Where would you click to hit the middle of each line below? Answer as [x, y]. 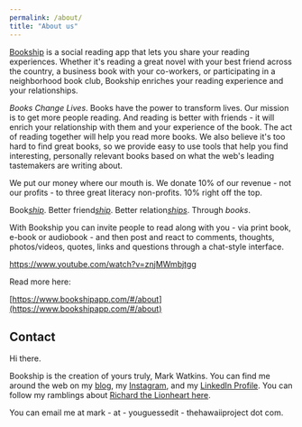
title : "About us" [44, 26]
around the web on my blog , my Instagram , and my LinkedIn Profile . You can [151, 385]
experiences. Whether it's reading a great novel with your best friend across [151, 61]
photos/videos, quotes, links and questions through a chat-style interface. [147, 246]
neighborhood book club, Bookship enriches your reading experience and [146, 80]
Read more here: [40, 282]
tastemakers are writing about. [66, 165]
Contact [32, 336]
